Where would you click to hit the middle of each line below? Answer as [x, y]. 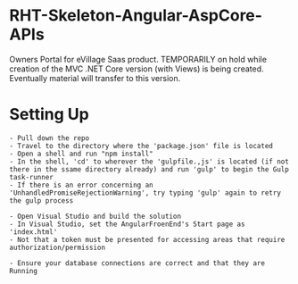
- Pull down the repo [50, 138]
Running [24, 271]
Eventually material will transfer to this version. [95, 78]
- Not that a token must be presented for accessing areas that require [147, 239]
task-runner [31, 177]
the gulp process [41, 200]
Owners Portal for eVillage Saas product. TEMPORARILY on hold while [138, 59]
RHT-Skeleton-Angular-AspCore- [136, 16]
